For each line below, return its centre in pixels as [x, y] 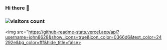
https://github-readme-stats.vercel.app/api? [74, 32]
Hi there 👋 [18, 8]
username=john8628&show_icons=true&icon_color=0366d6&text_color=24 [83, 37]
